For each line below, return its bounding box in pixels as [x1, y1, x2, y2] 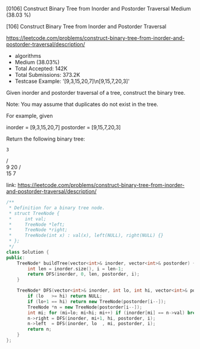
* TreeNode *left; [8, 222, 65, 228]
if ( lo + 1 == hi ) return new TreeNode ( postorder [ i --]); [27, 298, 167, 304]
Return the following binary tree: [6, 135, 85, 142]
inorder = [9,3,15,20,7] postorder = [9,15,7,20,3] [6, 124, 121, 130]
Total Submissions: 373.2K [14, 71, 80, 78]
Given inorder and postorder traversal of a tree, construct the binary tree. [6, 89, 186, 96]
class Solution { [6, 249, 49, 255]
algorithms [14, 52, 42, 59]
